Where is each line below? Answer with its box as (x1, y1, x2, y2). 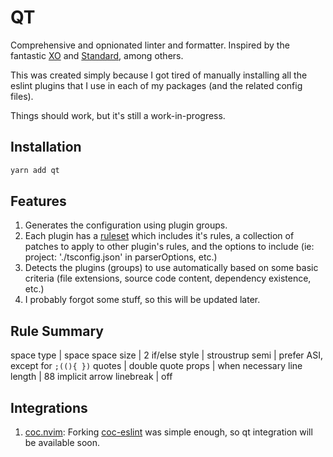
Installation (10, 139, 82, 156)
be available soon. (24, 437, 100, 449)
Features (10, 193, 67, 210)
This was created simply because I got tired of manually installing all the (10, 69, 308, 81)
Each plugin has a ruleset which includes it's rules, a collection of (24, 230, 295, 242)
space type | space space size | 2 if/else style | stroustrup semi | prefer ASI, (10, 349, 323, 361)
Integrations (10, 399, 88, 416)
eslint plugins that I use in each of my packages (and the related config (10, 79, 303, 91)
